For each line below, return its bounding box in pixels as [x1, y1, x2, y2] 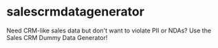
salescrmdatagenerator [6, 4, 145, 20]
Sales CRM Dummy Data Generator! [6, 33, 108, 41]
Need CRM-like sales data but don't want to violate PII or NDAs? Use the [6, 26, 211, 34]
